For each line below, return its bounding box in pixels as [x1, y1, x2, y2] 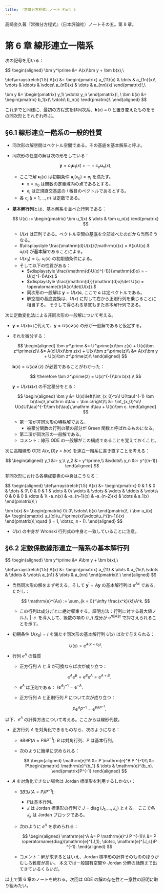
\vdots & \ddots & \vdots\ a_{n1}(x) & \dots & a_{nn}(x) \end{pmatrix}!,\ [5, 82, 146, 88]
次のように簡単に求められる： [19, 748, 80, 754]
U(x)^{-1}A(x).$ [26, 273, 58, 279]
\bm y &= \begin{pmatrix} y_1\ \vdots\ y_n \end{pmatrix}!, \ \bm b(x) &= [5, 91, 147, 97]
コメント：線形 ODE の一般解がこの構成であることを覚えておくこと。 [19, 437, 159, 443]
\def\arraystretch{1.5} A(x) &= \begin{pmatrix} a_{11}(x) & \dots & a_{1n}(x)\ [5, 76, 156, 82]
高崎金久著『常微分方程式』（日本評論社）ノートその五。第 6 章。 [5, 21, 137, 27]
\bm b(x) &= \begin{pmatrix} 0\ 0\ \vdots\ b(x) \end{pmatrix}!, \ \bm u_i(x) [5, 507, 153, 513]
